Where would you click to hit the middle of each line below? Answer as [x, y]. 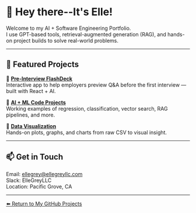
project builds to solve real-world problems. [66, 40]
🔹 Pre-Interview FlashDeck [39, 78]
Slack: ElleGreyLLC [29, 180]
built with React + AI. [31, 91]
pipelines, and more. [31, 115]
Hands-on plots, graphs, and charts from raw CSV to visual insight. [87, 132]
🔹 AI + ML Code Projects [36, 102]
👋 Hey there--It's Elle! [60, 12]
